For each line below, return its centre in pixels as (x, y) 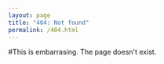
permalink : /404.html (44, 30)
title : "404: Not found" (49, 23)
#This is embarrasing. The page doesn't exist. (82, 52)
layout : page (29, 15)
